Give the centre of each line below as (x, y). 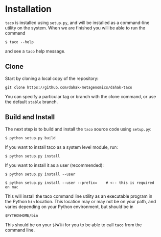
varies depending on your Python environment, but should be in (69, 207)
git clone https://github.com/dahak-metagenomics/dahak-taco (69, 87)
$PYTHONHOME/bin (22, 215)
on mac (12, 187)
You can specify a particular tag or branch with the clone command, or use (80, 96)
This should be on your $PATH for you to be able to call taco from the (73, 225)
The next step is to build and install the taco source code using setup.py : (78, 129)
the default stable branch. (32, 102)
